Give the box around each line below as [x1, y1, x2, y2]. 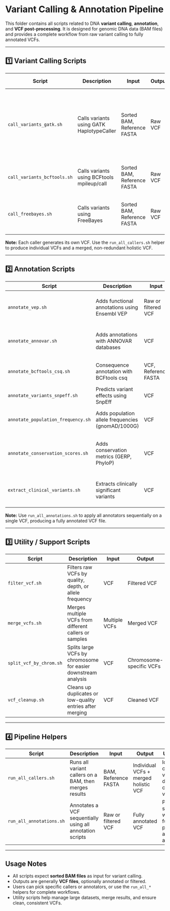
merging [67, 709, 87, 717]
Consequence [95, 362, 129, 369]
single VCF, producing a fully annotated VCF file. [5, 517, 107, 524]
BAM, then [70, 778, 95, 785]
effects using [95, 392, 127, 399]
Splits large [67, 644, 94, 651]
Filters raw [67, 564, 93, 571]
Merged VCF [127, 620, 158, 627]
